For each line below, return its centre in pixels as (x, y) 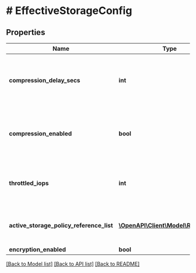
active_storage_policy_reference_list (61, 225)
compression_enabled (41, 134)
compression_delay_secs (45, 80)
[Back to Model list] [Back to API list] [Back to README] (73, 264)
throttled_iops (29, 183)
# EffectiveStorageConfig (69, 11)
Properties (26, 32)
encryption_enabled (37, 249)
